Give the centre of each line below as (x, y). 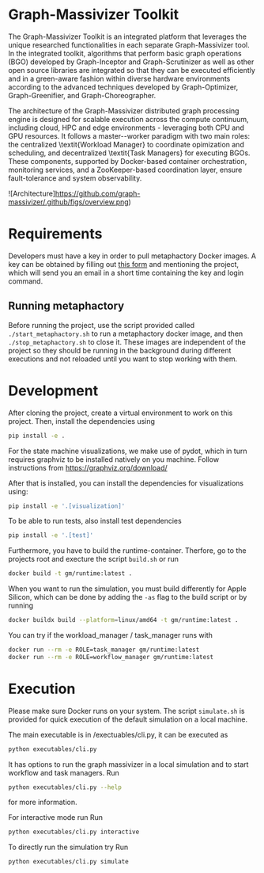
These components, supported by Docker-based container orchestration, (128, 161)
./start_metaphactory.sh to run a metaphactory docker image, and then (126, 334)
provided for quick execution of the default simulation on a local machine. (128, 719)
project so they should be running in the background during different (120, 350)
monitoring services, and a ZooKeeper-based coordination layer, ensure (125, 170)
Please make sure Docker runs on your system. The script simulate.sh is (126, 711)
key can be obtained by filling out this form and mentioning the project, (124, 264)
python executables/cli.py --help (65, 787)
